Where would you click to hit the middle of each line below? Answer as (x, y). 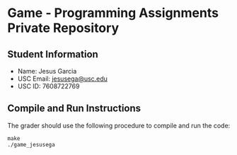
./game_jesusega (31, 144)
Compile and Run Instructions (74, 109)
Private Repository (63, 28)
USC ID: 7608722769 (48, 86)
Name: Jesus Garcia (47, 71)
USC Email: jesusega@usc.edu (63, 79)
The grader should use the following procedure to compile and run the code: (119, 125)
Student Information (53, 54)
